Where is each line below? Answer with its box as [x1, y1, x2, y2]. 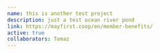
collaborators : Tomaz [7, 36, 70, 43]
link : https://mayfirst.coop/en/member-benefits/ [7, 23, 154, 30]
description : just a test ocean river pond [7, 17, 135, 23]
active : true [7, 29, 45, 36]
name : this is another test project [7, 10, 113, 17]
